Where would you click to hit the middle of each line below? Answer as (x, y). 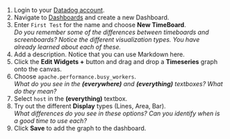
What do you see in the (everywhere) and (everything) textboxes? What (118, 84)
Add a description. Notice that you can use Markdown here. (99, 54)
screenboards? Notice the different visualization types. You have (107, 40)
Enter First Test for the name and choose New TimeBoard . (100, 25)
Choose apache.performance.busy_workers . (75, 76)
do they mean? (35, 91)
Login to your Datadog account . (59, 10)
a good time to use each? (50, 121)
